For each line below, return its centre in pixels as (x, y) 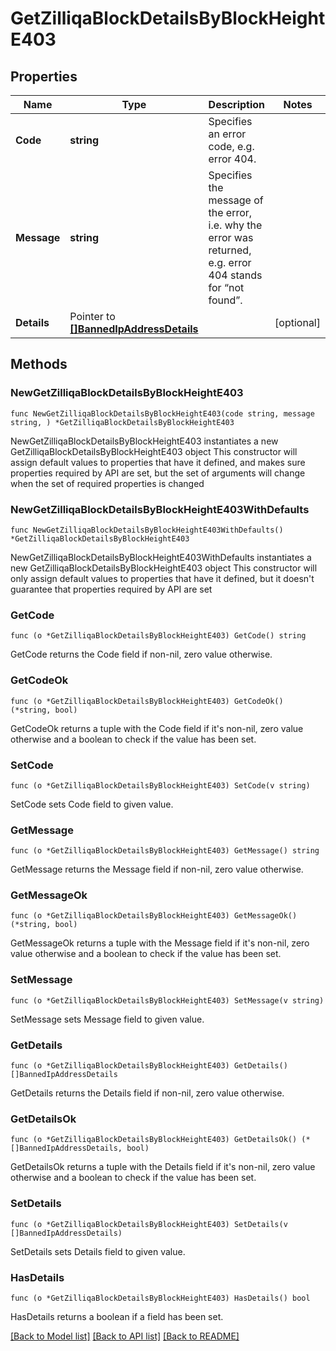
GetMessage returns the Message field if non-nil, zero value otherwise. (157, 869)
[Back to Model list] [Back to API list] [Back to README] (125, 1336)
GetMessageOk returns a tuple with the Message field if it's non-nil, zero (160, 943)
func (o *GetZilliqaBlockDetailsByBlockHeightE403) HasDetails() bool (160, 1298)
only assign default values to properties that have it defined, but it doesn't (162, 578)
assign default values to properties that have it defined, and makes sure (158, 462)
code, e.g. (231, 146)
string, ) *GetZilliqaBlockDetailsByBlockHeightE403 (122, 422)
